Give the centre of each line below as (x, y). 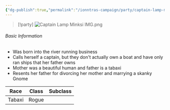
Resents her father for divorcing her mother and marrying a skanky (82, 73)
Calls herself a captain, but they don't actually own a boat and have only (88, 57)
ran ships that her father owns (44, 62)
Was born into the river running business (55, 52)
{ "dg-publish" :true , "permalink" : (40, 10)
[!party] (26, 24)
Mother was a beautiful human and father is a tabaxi (67, 68)
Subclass (60, 91)
